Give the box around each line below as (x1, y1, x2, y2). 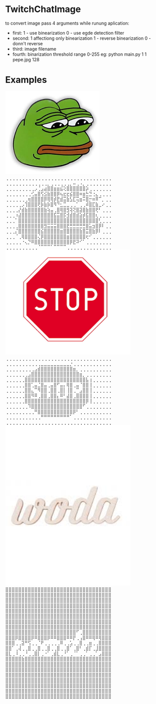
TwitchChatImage (5, 4, 81, 15)
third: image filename (12, 46, 57, 52)
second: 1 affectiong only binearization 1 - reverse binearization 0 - (12, 35, 151, 41)
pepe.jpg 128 (12, 56, 40, 62)
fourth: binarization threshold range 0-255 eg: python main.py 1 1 (12, 51, 147, 57)
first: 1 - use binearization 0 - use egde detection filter (12, 30, 124, 36)
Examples (5, 74, 47, 86)
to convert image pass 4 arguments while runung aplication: (5, 20, 129, 26)
